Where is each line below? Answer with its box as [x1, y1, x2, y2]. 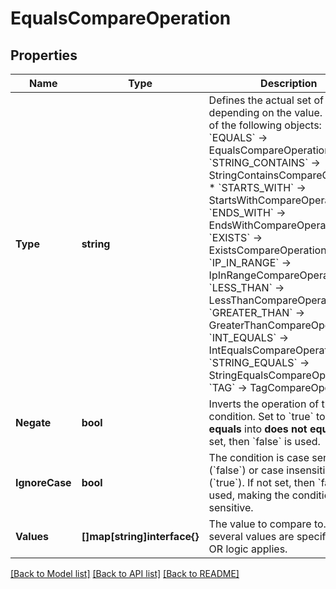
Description [260, 77, 318, 90]
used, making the [208, 488, 290, 502]
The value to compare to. [208, 517, 327, 531]
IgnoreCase [15, 476, 72, 489]
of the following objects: [208, 118, 322, 132]
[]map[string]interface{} [81, 530, 200, 543]
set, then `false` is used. [208, 435, 321, 448]
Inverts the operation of [208, 397, 320, 411]
